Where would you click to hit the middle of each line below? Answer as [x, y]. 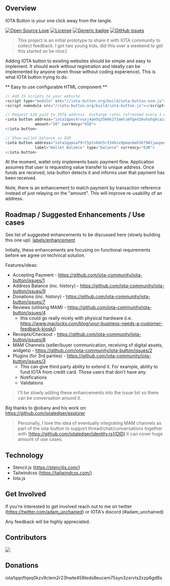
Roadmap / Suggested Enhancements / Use [75, 214]
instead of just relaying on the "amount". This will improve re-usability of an [84, 193]
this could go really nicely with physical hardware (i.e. [76, 318]
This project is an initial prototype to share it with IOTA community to [89, 40]
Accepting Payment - [35, 275]
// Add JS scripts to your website [43, 96]
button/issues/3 [29, 361]
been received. [21, 178]
